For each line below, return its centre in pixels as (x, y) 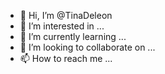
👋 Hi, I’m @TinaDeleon (66, 15)
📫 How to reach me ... (66, 58)
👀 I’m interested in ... (62, 26)
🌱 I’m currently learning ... (73, 36)
